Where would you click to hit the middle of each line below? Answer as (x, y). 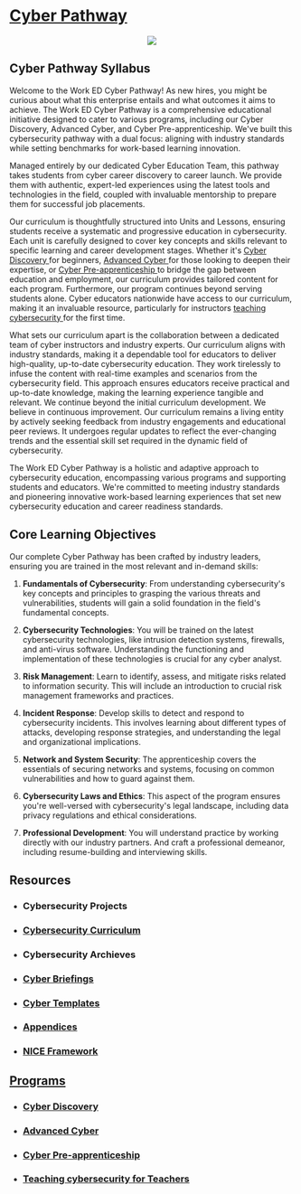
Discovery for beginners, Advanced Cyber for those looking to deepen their (150, 259)
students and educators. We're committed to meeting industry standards (145, 487)
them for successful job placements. (77, 203)
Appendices (50, 1027)
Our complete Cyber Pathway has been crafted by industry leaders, (135, 556)
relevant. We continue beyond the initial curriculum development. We (138, 402)
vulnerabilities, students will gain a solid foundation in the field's (141, 603)
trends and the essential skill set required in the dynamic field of (129, 440)
